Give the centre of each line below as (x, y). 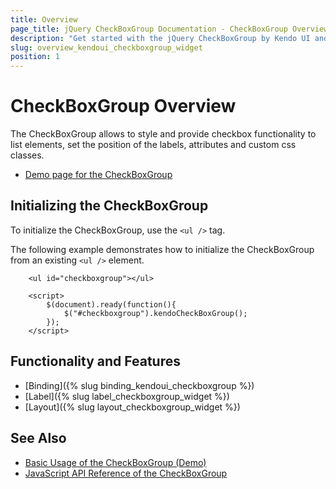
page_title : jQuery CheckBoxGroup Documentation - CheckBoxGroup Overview (169, 29)
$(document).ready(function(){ (111, 304)
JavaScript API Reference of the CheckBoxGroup (126, 473)
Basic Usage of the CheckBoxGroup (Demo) (115, 462)
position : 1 (35, 57)
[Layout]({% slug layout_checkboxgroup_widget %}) (132, 407)
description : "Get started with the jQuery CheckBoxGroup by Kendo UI (160, 38)
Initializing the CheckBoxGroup (109, 206)
